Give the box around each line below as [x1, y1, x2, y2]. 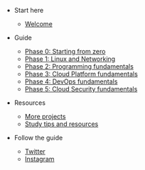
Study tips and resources [24, 120, 99, 128]
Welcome [24, 20, 53, 28]
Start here [14, 6, 44, 14]
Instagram [24, 155, 55, 163]
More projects [24, 113, 66, 120]
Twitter [24, 147, 46, 155]
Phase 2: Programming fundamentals [24, 62, 134, 70]
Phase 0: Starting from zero [24, 47, 106, 55]
